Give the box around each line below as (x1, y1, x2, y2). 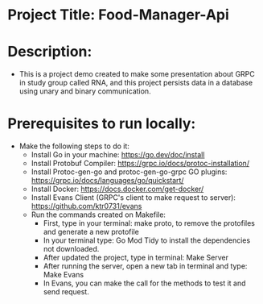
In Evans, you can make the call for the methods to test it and (43, 278, 246, 288)
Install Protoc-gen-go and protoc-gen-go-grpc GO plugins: (31, 167, 228, 177)
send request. (43, 287, 89, 297)
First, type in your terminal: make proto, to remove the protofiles (43, 219, 255, 228)
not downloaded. (43, 244, 100, 254)
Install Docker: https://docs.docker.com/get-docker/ (31, 184, 204, 194)
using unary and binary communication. (18, 86, 151, 96)
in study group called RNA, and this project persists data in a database (18, 78, 253, 88)
